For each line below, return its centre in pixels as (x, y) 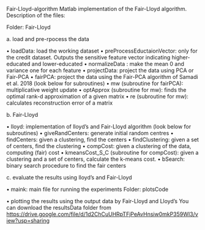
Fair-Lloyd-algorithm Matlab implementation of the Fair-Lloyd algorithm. (97, 9)
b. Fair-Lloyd (22, 115)
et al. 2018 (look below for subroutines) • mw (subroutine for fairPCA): (95, 83)
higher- (181, 57)
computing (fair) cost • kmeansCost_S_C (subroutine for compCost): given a (102, 153)
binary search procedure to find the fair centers (66, 165)
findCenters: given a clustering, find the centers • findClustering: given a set (102, 139)
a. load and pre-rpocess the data (48, 39)
